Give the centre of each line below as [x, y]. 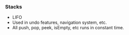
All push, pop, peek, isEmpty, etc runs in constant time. [68, 28]
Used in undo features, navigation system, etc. [60, 22]
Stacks [14, 7]
